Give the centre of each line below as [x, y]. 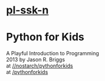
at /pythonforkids [27, 72]
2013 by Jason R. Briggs [36, 60]
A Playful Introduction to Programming [52, 53]
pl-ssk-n [27, 10]
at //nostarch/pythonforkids [40, 66]
